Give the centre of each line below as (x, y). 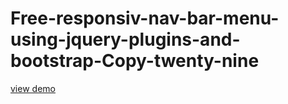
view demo (33, 88)
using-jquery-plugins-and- (125, 39)
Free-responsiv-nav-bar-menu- (145, 18)
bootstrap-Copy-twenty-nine (135, 61)
